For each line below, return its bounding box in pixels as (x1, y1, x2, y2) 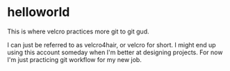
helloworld (7, 4, 70, 20)
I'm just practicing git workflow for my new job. (7, 55, 142, 63)
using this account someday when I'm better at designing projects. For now (7, 48, 223, 56)
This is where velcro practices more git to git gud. (7, 27, 149, 35)
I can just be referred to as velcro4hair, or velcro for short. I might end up (7, 40, 217, 49)
